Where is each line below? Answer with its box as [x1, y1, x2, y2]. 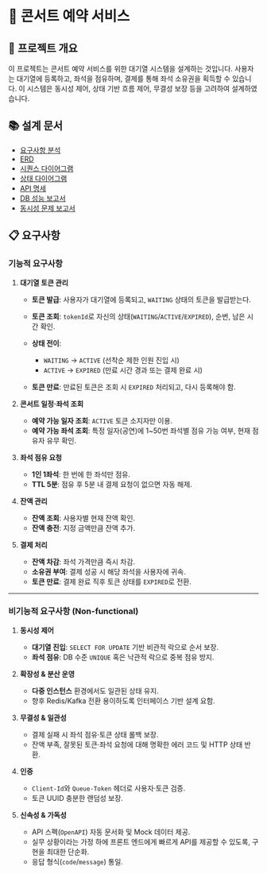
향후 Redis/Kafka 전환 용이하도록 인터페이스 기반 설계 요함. [31, 696, 216, 706]
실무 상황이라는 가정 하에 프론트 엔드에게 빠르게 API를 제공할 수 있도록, [31, 837, 250, 846]
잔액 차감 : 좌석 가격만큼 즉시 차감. [31, 557, 136, 567]
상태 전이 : [31, 338, 62, 348]
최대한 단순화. [46, 847, 90, 857]
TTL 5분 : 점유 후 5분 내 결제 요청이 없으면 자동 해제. [31, 479, 192, 489]
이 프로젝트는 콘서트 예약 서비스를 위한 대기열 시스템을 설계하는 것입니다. [8, 64, 233, 73]
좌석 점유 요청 [19, 452, 62, 462]
